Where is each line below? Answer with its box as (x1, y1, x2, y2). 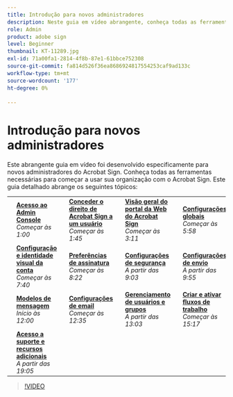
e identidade (16, 251, 53, 260)
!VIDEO (24, 382, 45, 391)
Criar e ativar (182, 291, 222, 299)
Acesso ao (16, 201, 48, 209)
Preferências (69, 251, 107, 260)
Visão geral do (124, 197, 169, 205)
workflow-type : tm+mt (7, 70, 70, 76)
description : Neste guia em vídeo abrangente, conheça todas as (7, 18, 197, 26)
